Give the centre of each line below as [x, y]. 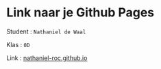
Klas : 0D [18, 44]
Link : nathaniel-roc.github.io [47, 58]
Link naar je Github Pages [80, 13]
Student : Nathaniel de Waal [46, 31]
